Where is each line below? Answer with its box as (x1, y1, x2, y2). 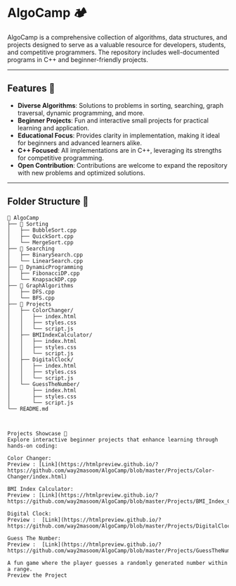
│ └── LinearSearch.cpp (7, 257, 83, 264)
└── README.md (7, 405, 49, 412)
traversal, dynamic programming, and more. (17, 108, 145, 117)
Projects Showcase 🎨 (7, 430, 68, 437)
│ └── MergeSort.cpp (7, 239, 74, 246)
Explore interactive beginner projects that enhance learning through (7, 436, 218, 443)
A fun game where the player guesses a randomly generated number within (7, 559, 228, 566)
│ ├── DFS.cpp (7, 288, 55, 295)
